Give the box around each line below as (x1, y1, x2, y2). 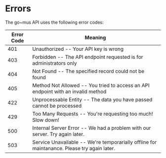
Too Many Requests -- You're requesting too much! (32, 110, 153, 117)
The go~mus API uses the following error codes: (5, 19, 104, 25)
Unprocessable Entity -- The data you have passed (32, 96, 153, 103)
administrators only (32, 60, 77, 67)
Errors (5, 3, 31, 14)
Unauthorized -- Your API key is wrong (32, 45, 124, 52)
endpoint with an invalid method (32, 88, 107, 95)
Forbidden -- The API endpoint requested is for (32, 53, 143, 60)
